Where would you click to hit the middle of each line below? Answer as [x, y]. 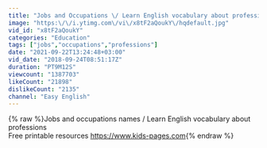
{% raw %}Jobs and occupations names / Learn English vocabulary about [130, 119]
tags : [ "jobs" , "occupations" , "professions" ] [83, 45]
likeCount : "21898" [41, 82]
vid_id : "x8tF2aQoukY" [46, 30]
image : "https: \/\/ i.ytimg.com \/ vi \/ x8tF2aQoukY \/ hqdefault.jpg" [118, 23]
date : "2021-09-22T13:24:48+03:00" [67, 52]
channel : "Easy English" [49, 97]
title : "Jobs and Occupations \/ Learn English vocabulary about [118, 15]
